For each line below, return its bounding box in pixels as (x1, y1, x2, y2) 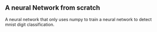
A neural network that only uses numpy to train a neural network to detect (5, 16, 152, 22)
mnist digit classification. (5, 21, 55, 27)
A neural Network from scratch (5, 4, 100, 12)
